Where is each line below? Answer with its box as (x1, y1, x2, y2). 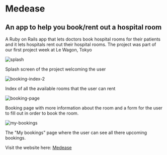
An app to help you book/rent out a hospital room (5, 23, 162, 31)
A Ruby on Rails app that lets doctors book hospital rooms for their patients (5, 36, 161, 42)
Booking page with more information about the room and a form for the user (5, 105, 162, 110)
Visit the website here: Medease (5, 144, 72, 150)
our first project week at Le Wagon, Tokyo (5, 47, 92, 52)
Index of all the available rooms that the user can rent (5, 85, 116, 91)
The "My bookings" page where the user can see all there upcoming (5, 129, 147, 135)
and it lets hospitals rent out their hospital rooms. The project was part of (5, 41, 156, 47)
